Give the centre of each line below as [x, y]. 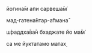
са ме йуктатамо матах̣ [36, 44]
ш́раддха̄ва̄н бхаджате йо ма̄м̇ [46, 32]
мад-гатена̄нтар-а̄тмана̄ [37, 20]
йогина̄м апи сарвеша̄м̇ [37, 9]
